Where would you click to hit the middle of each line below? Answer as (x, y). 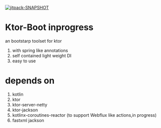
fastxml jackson (28, 120)
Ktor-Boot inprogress (49, 27)
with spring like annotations (40, 50)
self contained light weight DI (42, 55)
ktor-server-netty (30, 104)
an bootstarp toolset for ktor (34, 41)
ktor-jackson (25, 110)
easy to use (24, 61)
